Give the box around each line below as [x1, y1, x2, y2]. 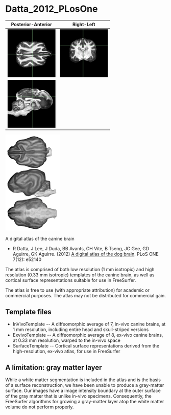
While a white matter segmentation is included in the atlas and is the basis [5, 377, 161, 383]
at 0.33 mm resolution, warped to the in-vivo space [12, 337, 121, 343]
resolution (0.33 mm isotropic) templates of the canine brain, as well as [5, 272, 155, 278]
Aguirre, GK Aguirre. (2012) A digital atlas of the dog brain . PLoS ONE [12, 251, 159, 257]
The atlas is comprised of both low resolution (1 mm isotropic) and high [5, 267, 155, 273]
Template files [5, 308, 52, 316]
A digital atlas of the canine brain [5, 236, 75, 242]
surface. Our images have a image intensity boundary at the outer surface [5, 387, 161, 394]
